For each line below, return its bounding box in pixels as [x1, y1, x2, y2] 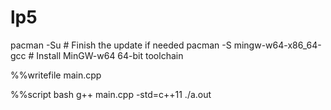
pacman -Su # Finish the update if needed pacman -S [10, 39, 232, 51]
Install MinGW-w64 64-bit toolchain [36, 49, 184, 61]
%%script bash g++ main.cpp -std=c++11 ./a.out [10, 88, 212, 100]
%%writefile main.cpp [10, 69, 102, 81]
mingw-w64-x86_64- [233, 39, 322, 51]
